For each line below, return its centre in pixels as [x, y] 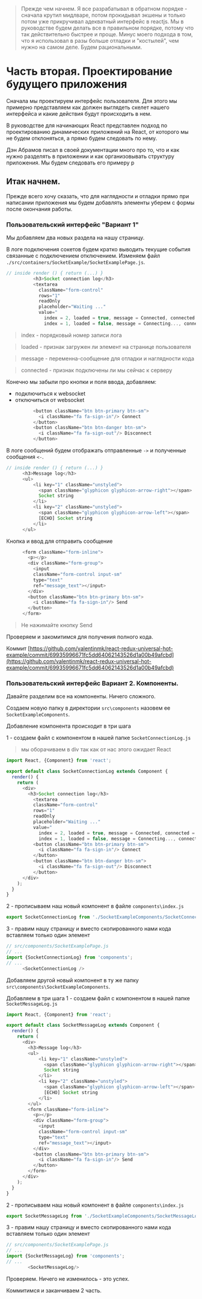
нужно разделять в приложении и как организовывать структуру [90, 156]
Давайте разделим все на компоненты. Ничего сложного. [81, 696]
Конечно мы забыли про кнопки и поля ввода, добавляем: [81, 381]
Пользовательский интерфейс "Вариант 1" [73, 224]
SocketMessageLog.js [32, 1004]
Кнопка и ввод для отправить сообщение [60, 541]
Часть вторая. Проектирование [89, 71]
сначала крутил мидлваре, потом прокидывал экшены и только [103, 15]
